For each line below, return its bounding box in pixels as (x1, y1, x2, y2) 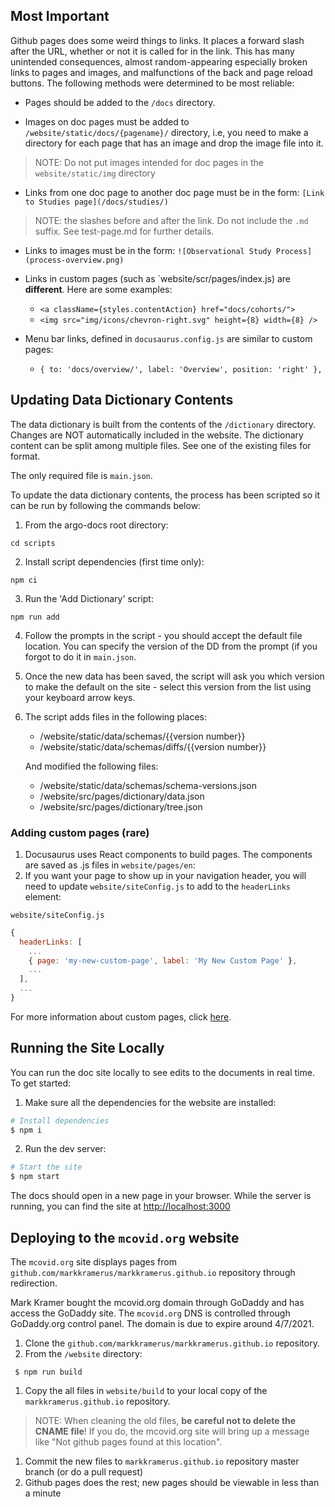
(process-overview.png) (24, 255, 125, 265)
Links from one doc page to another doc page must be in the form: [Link (24, 186, 325, 198)
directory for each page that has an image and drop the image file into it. (24, 137, 324, 149)
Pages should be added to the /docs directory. (24, 96, 216, 108)
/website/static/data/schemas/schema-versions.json (39, 779, 258, 791)
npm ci (10, 575, 38, 585)
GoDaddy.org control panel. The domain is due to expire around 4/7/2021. (10, 1318, 315, 1330)
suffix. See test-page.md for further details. (34, 225, 215, 237)
